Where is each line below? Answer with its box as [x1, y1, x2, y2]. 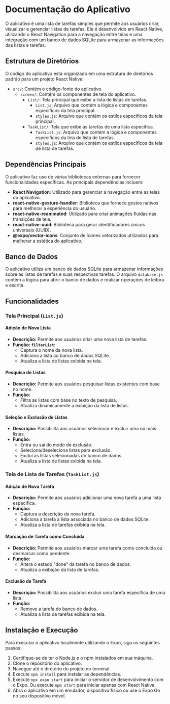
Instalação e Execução [5, 626, 78, 635]
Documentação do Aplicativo [5, 4, 130, 15]
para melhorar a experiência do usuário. [12, 205, 96, 211]
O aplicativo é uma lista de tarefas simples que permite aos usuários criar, [5, 20, 160, 27]
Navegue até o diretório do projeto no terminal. [12, 665, 111, 671]
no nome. [12, 386, 33, 393]
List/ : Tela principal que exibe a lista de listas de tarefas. [27, 96, 148, 102]
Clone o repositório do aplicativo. [12, 660, 82, 666]
